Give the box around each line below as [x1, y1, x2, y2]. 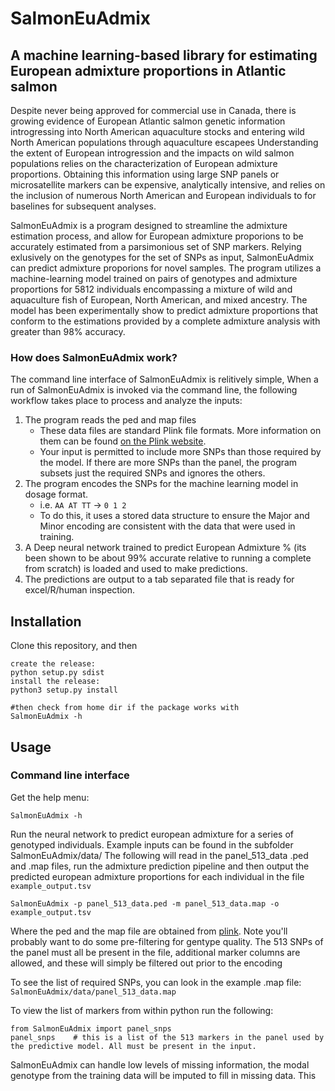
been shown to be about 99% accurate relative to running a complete [24, 552, 312, 564]
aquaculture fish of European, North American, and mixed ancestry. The [10, 294, 308, 306]
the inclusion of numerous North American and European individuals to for [10, 190, 317, 201]
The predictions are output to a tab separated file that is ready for [24, 573, 295, 586]
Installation [10, 613, 82, 630]
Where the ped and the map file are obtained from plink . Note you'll [10, 925, 288, 937]
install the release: [10, 677, 101, 687]
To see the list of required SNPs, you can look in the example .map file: [10, 976, 302, 988]
